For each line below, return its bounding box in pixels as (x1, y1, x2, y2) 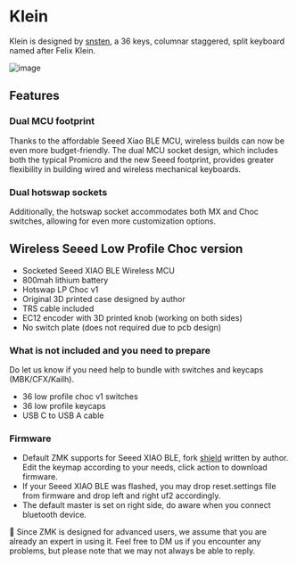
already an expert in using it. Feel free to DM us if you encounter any (9, 536, 261, 547)
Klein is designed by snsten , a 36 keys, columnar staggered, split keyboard (9, 36, 285, 46)
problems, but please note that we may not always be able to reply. (9, 545, 256, 556)
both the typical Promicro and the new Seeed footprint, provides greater (9, 154, 275, 165)
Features (9, 88, 60, 103)
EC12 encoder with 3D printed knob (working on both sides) (21, 312, 243, 323)
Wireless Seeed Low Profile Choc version (9, 242, 243, 257)
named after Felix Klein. (9, 45, 96, 55)
